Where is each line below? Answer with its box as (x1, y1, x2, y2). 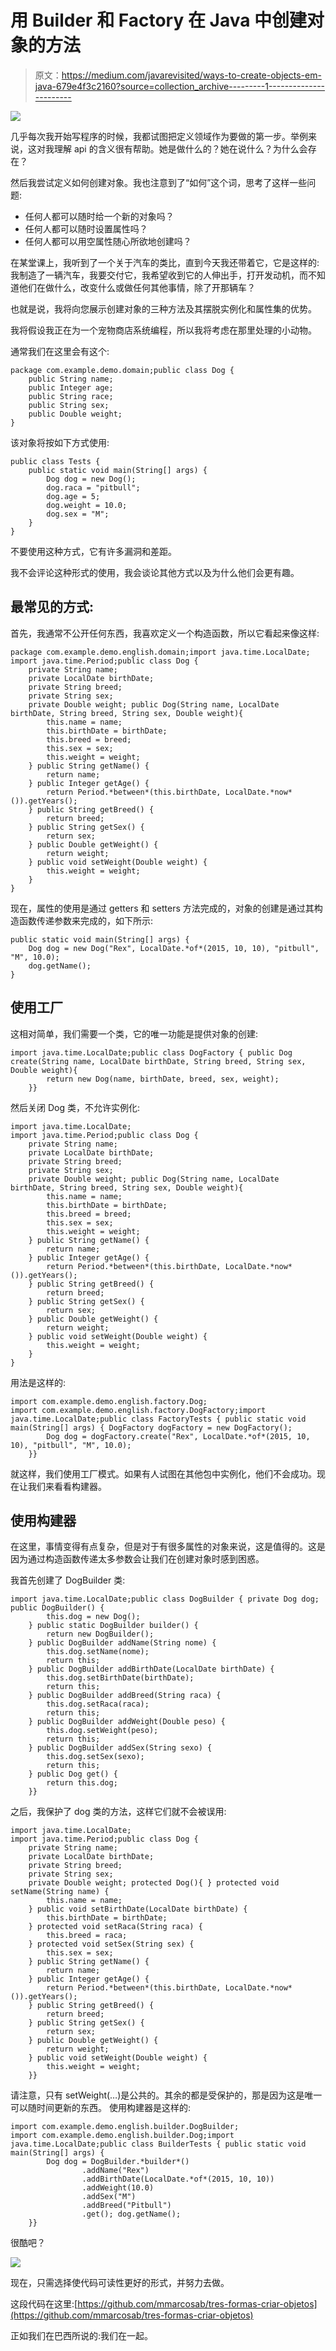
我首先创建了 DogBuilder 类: (10, 1574, 126, 1586)
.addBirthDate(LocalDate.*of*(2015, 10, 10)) (81, 2174, 275, 2185)
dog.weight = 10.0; (46, 500, 128, 510)
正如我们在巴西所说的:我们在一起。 (10, 2330, 154, 2342)
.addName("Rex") (81, 2166, 150, 2176)
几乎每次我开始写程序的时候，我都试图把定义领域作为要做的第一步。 (10, 130, 291, 142)
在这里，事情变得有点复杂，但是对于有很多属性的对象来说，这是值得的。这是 (10, 1541, 326, 1553)
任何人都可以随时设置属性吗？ (24, 222, 148, 235)
